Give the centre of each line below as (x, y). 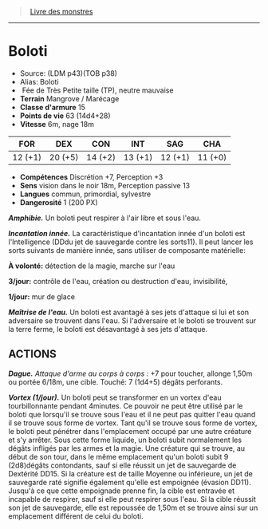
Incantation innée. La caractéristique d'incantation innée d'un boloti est (127, 233)
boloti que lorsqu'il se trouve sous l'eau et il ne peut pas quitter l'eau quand (132, 414)
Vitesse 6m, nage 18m (57, 124)
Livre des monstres (61, 12)
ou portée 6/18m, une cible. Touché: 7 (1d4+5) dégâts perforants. (116, 381)
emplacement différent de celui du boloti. (76, 516)
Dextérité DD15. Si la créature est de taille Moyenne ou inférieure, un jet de (130, 473)
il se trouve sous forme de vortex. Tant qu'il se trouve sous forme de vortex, (133, 423)
